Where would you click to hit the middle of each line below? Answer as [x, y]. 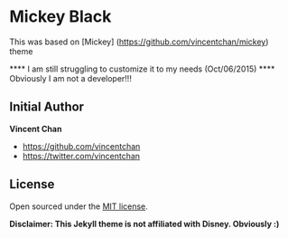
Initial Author [46, 107]
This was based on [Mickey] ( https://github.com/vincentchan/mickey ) [139, 42]
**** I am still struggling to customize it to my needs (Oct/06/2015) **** [142, 69]
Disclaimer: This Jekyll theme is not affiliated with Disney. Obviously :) [144, 224]
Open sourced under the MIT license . [79, 206]
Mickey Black [60, 17]
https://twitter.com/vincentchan [81, 156]
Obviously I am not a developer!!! [71, 78]
